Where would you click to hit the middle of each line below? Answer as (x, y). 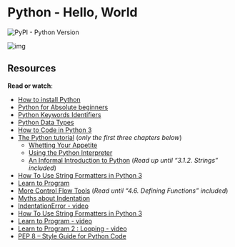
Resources (32, 69)
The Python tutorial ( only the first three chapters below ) (100, 137)
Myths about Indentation (54, 198)
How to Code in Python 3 (55, 130)
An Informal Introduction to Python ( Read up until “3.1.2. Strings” (123, 160)
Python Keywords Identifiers (59, 114)
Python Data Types (46, 122)
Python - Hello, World (72, 12)
